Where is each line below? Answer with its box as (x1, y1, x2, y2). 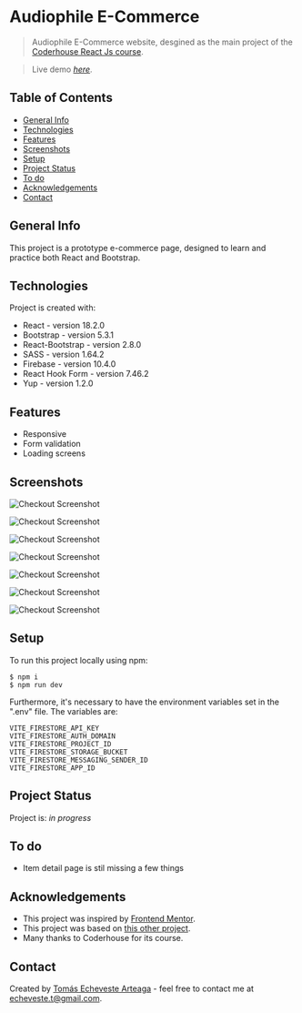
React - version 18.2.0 (22, 320, 106, 331)
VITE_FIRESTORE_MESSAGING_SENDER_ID (9, 755, 148, 765)
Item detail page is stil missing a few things (22, 863, 185, 874)
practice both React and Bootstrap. (9, 252, 141, 263)
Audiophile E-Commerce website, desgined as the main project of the (31, 36, 293, 47)
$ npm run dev (9, 680, 64, 689)
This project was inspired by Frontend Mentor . (22, 913, 196, 925)
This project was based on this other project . (22, 923, 191, 934)
